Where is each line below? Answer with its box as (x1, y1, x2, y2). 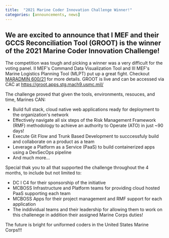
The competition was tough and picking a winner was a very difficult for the (5, 60, 163, 66)
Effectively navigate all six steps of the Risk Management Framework (12, 117, 156, 123)
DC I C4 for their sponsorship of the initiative (12, 180, 106, 186)
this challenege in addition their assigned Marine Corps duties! (12, 212, 143, 218)
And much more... (12, 155, 50, 161)
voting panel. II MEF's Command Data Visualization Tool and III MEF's (5, 65, 150, 71)
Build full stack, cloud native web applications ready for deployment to (12, 107, 160, 113)
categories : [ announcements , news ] (5, 12, 80, 17)
